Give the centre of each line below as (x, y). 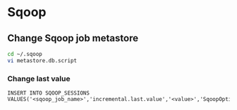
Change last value (39, 78)
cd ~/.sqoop (25, 54)
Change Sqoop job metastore (73, 38)
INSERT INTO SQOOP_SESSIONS (49, 93)
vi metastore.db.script (42, 60)
